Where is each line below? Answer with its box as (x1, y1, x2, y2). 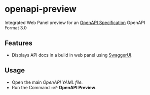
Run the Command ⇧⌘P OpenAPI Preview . (11, 84, 97, 90)
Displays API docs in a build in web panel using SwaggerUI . (11, 52, 133, 58)
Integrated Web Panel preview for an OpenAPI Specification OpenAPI (4, 20, 145, 25)
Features (4, 39, 33, 47)
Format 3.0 (4, 24, 27, 30)
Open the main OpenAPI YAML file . (11, 79, 83, 85)
